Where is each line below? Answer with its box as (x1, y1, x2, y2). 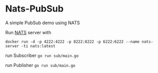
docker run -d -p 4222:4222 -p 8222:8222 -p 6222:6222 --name (5, 39, 140, 44)
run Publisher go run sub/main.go (5, 62, 76, 68)
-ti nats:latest (21, 43, 56, 48)
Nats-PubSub (5, 3, 64, 15)
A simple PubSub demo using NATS (5, 20, 80, 26)
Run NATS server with (5, 29, 52, 35)
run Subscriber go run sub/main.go (5, 52, 79, 58)
